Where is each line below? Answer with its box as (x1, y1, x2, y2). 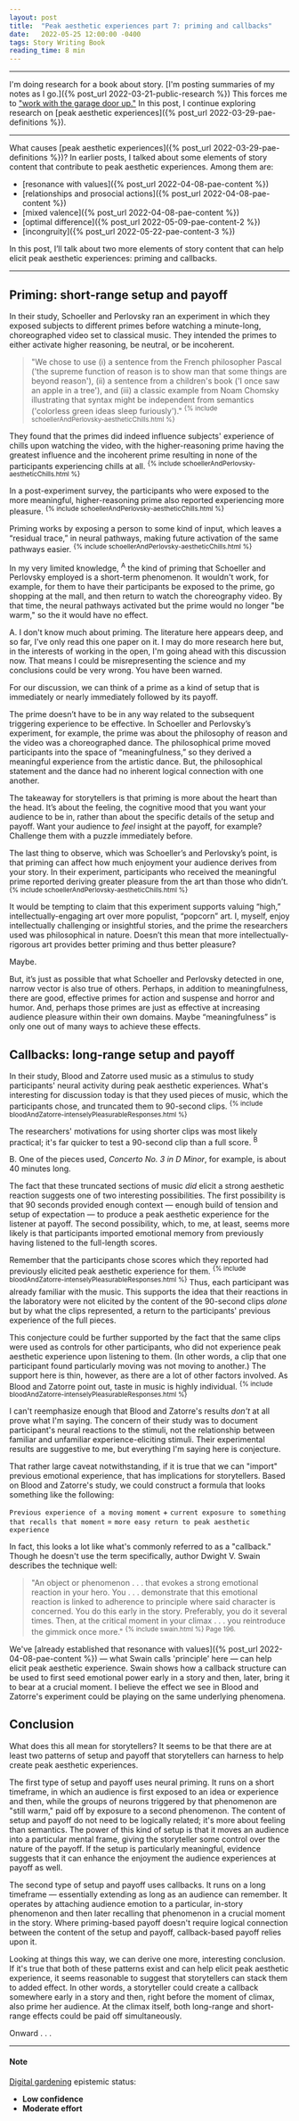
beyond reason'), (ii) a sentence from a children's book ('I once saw (30, 376, 280, 386)
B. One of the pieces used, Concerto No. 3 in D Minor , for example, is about (9, 1154, 287, 1165)
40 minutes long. (9, 1163, 71, 1174)
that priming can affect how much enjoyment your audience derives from (9, 857, 278, 868)
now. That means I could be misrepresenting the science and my (9, 656, 246, 666)
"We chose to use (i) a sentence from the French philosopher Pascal (30, 356, 282, 367)
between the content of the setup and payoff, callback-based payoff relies (9, 1927, 282, 1937)
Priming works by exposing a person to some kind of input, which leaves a (9, 523, 282, 533)
